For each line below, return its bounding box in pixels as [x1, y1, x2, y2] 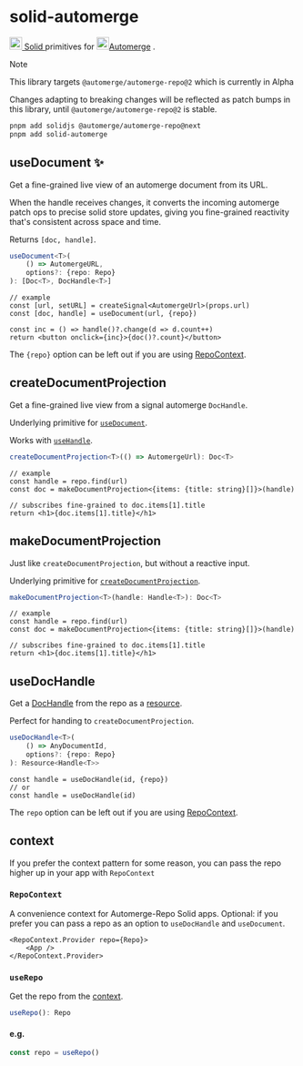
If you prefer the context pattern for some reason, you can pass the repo [9, 858, 282, 868]
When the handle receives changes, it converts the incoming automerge [9, 197, 280, 208]
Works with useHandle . [9, 434, 94, 445]
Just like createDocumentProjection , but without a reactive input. [9, 557, 250, 568]
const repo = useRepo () [9, 1049, 100, 1058]
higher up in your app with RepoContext [9, 867, 156, 878]
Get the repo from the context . [9, 990, 124, 1002]
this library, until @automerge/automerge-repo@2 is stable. [9, 103, 217, 115]
